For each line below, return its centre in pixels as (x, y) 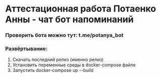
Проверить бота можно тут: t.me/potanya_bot (64, 35)
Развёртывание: (26, 49)
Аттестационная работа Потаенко (81, 9)
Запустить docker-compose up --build (53, 70)
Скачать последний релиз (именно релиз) (58, 60)
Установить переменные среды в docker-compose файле (74, 65)
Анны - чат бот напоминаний (69, 19)
